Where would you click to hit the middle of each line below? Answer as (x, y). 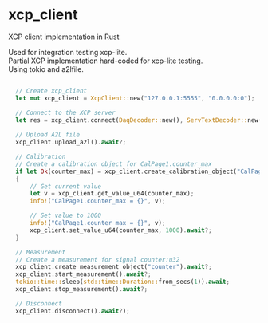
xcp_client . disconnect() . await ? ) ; (73, 311)
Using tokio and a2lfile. (46, 69)
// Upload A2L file (48, 135)
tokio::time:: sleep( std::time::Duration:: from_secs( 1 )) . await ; (122, 282)
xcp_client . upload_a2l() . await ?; (71, 142)
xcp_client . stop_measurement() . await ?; (82, 290)
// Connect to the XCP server (65, 112)
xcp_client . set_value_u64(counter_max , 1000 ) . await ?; (121, 230)
